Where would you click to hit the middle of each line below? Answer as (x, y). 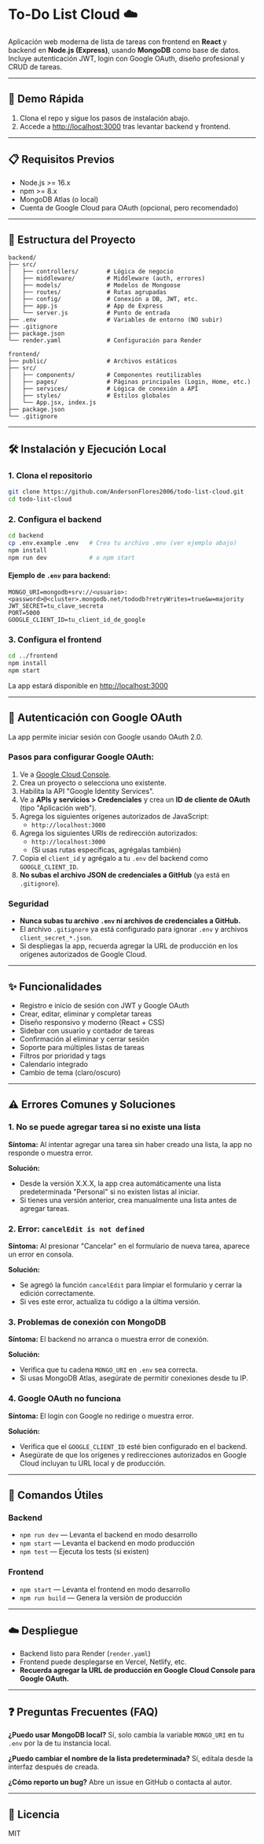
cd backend (26, 536)
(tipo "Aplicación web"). (58, 807)
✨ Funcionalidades (55, 987)
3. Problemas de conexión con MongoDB (87, 1322)
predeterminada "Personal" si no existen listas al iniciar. (110, 1191)
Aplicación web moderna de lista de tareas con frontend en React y (117, 41)
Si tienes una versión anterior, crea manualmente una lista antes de (128, 1200)
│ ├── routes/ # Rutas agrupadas (88, 292)
